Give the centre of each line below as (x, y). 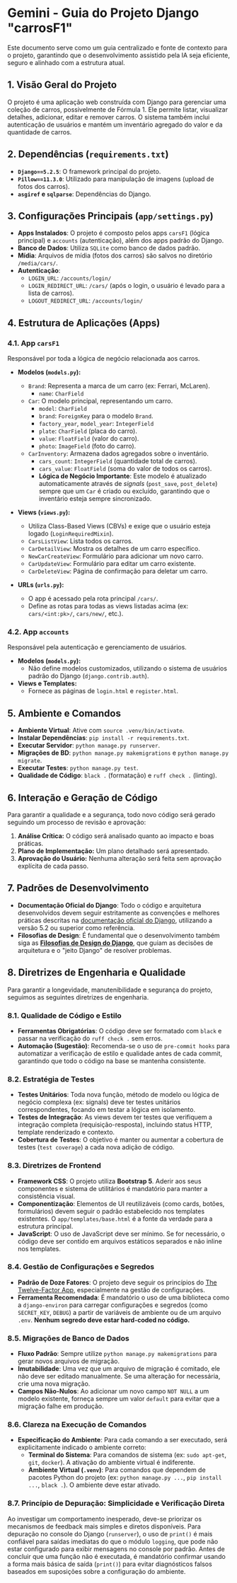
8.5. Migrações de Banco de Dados (68, 1338)
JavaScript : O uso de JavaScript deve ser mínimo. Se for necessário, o (121, 1234)
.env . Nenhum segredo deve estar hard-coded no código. (104, 1320)
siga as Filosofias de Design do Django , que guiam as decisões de (115, 943)
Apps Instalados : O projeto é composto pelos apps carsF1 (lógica (114, 233)
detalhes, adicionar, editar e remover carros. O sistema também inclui (109, 117)
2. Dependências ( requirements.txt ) (88, 155)
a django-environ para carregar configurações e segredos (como (112, 1305)
